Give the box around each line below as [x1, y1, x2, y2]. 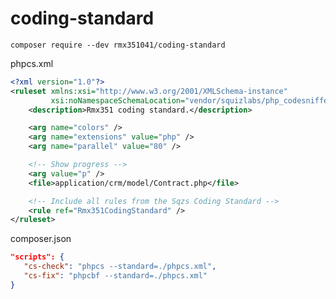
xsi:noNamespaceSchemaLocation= [50, 95, 186, 106]
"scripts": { [10, 252, 65, 262]
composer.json [10, 233, 72, 245]
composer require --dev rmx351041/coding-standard [10, 40, 226, 50]
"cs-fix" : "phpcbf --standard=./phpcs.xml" [23, 271, 208, 281]
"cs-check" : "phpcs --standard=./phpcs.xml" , [23, 262, 217, 272]
